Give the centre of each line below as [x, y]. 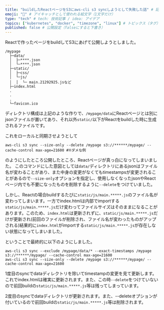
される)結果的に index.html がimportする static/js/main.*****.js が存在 [76, 226]
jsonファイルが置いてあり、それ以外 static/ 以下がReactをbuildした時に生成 [81, 120]
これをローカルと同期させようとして [41, 136]
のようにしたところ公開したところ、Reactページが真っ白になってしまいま [79, 160]
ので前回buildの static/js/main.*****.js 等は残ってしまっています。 [73, 286]
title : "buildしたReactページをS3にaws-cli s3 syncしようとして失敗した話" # [79, 10]
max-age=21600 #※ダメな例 [61, 150]
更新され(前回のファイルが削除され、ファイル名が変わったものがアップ [85, 219]
